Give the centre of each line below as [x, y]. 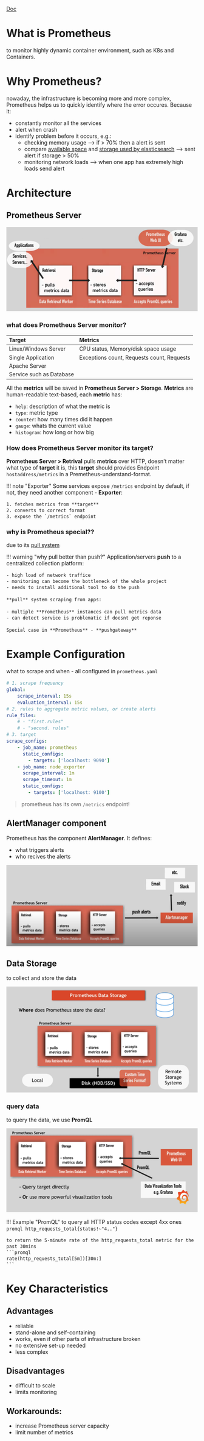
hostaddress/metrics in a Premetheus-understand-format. [79, 474]
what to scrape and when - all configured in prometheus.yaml [82, 671]
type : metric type [36, 413]
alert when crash [36, 129]
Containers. [21, 57]
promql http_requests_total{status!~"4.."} [62, 1229]
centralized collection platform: [45, 563]
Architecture [39, 193]
